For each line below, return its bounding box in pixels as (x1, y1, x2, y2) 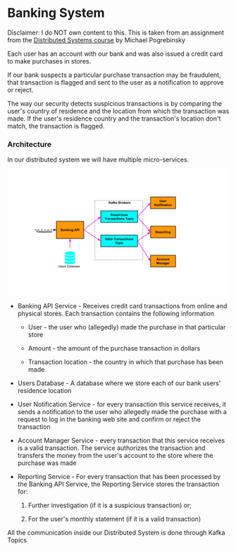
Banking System (7, 5, 105, 21)
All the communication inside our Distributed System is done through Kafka (7, 528, 225, 537)
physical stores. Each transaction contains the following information (17, 309, 215, 317)
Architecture (7, 139, 52, 149)
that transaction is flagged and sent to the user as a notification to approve (7, 78, 224, 86)
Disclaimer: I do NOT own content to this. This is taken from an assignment (7, 28, 224, 37)
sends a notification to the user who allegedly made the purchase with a (17, 407, 228, 416)
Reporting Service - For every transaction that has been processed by (17, 472, 221, 480)
